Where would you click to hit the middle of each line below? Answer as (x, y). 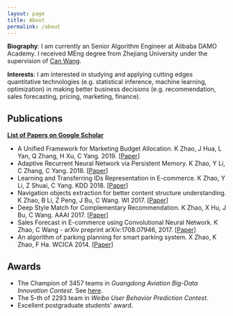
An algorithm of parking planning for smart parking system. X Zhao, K (117, 238)
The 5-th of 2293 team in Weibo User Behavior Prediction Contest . (113, 298)
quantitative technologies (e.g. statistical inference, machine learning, (107, 82)
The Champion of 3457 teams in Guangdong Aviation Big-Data (107, 283)
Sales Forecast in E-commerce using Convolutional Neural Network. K (118, 222)
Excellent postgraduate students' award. (75, 305)
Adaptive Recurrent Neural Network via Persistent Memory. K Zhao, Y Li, (121, 163)
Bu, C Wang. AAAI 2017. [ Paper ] (63, 215)
